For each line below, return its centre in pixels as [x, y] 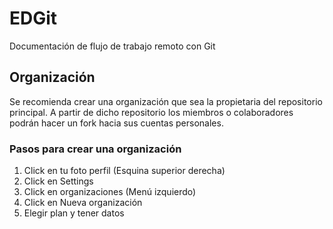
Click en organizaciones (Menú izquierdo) [110, 192]
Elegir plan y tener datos [74, 213]
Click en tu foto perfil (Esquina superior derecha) [124, 171]
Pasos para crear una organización [95, 149]
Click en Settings [58, 181]
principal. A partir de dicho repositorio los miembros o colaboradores [151, 112]
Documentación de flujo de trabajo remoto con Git [112, 46]
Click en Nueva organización [83, 203]
